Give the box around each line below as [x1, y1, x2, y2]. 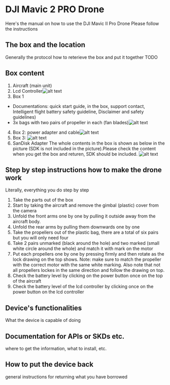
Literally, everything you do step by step [5, 187, 89, 193]
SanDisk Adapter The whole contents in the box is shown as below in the [12, 140, 165, 146]
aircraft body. [12, 218, 41, 225]
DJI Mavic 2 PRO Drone [5, 4, 105, 15]
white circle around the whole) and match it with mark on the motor [12, 245, 153, 252]
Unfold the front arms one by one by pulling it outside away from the [12, 213, 156, 219]
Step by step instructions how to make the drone [5, 166, 162, 174]
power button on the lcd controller [12, 289, 84, 295]
